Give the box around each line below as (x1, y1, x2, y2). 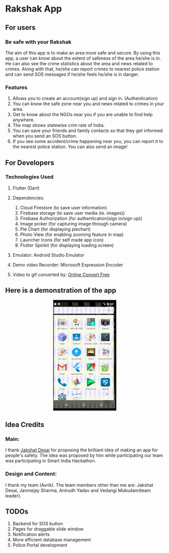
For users (5, 23, 36, 32)
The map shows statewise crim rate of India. (12, 122, 105, 128)
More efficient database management (12, 537, 91, 543)
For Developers (5, 158, 54, 167)
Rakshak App (5, 3, 62, 15)
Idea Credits (5, 421, 44, 429)
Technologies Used (5, 173, 54, 180)
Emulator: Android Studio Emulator (12, 252, 85, 258)
